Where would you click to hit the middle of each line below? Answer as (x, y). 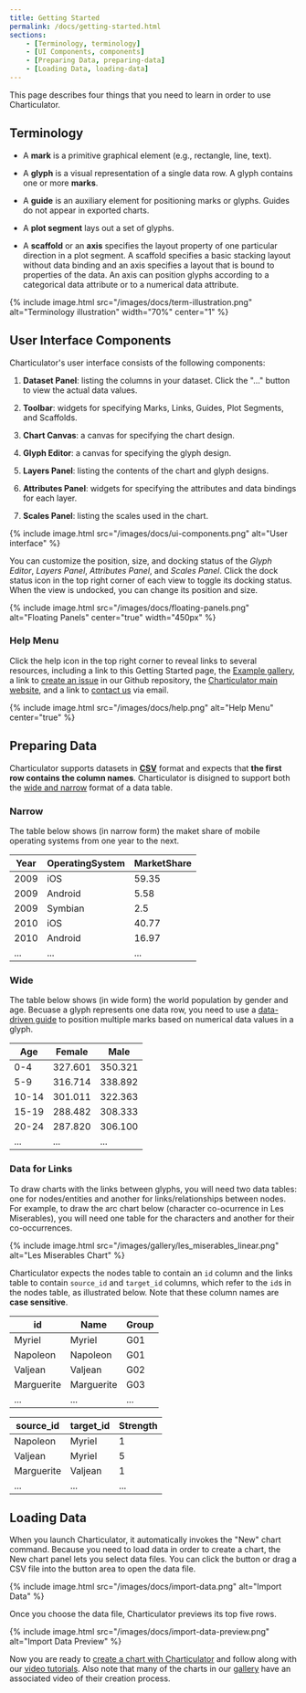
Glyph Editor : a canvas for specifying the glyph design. (127, 452)
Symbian (66, 908)
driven (21, 1020)
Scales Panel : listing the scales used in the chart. (115, 515)
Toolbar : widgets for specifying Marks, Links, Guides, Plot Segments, (153, 407)
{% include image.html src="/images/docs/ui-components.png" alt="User (149, 533)
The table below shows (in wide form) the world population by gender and (149, 1000)
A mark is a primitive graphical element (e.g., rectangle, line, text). (147, 155)
